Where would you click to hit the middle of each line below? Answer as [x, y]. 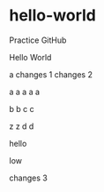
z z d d [22, 126]
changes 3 [29, 178]
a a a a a [25, 92]
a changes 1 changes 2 [51, 74]
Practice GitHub [38, 40]
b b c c [22, 108]
